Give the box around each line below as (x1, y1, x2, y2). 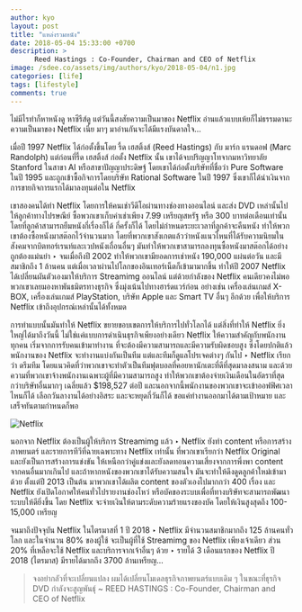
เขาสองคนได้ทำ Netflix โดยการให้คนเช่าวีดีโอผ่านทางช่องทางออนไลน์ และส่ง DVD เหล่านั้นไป (10, 200, 289, 211)
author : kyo (10, 13, 55, 22)
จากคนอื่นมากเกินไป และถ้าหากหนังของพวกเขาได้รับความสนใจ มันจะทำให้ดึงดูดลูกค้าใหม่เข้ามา (10, 465, 287, 477)
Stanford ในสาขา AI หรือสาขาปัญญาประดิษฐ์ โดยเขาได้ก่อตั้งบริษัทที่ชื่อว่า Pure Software (10, 161, 284, 172)
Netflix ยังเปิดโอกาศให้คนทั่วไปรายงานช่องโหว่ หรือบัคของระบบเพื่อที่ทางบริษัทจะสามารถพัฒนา (10, 486, 290, 497)
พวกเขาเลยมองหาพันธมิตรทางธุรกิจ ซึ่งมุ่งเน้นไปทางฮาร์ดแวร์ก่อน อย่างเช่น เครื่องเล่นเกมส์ (10, 281, 271, 292)
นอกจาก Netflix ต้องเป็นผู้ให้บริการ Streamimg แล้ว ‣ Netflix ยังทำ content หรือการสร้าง (10, 436, 292, 446)
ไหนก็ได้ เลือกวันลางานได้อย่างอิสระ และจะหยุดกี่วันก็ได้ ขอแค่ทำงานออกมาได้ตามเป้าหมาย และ (10, 390, 287, 400)
